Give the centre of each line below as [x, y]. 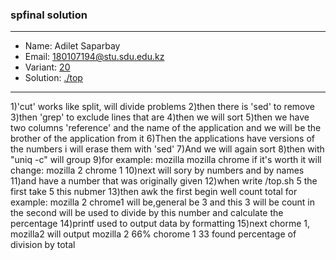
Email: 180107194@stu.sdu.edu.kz [94, 57]
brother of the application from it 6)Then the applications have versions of [162, 139]
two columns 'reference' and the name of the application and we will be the [166, 128]
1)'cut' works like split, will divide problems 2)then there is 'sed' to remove [162, 107]
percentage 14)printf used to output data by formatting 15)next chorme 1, [160, 224]
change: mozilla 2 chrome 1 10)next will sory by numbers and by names [157, 170]
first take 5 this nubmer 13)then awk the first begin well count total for [154, 192]
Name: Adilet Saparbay [72, 46]
